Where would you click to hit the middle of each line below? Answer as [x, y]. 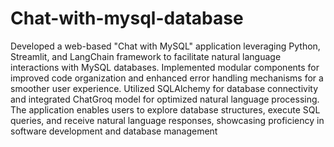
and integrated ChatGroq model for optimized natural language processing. [165, 99]
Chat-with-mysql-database [127, 18]
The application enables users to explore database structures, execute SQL [165, 109]
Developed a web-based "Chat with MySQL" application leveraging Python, [165, 46]
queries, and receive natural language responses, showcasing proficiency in [167, 120]
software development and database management [114, 131]
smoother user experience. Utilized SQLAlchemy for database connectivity [164, 88]
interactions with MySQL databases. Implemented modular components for [165, 67]
